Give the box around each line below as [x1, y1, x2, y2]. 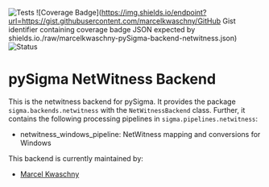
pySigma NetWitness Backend [8, 70, 216, 89]
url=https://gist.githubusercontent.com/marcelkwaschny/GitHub [8, 16, 221, 26]
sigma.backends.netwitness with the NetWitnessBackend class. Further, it [8, 105, 246, 114]
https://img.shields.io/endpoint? [101, 8, 207, 17]
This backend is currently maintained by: [8, 153, 143, 163]
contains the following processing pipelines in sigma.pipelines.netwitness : [8, 114, 259, 123]
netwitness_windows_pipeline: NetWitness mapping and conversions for [19, 129, 261, 139]
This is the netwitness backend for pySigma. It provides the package [8, 97, 236, 106]
